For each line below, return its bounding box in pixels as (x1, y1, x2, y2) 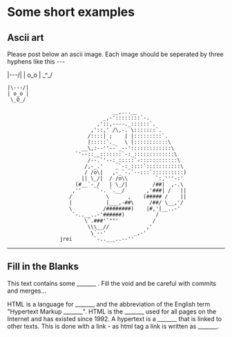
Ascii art (7, 32, 44, 44)
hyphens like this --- (7, 57, 66, 66)
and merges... (7, 286, 47, 295)
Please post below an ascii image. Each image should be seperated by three (7, 50, 224, 58)
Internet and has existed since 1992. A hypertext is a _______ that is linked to (7, 314, 222, 322)
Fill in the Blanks (7, 261, 79, 273)
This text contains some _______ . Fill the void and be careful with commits (7, 279, 216, 287)
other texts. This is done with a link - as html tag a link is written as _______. (7, 322, 220, 330)
